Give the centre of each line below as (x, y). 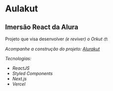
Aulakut (22, 9)
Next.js (19, 79)
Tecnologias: (18, 58)
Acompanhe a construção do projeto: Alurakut (53, 49)
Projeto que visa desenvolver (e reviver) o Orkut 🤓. (57, 39)
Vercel (19, 84)
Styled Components (32, 73)
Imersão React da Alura (42, 27)
